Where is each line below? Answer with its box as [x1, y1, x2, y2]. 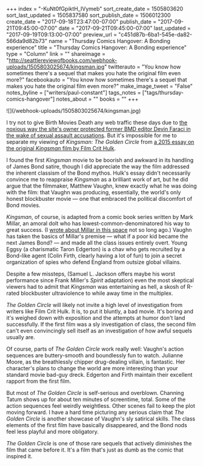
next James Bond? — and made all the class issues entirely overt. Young [6, 239, 188, 246]
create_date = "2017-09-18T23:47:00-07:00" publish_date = [6, 18, 157, 25]
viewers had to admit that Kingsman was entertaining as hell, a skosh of [6, 283, 186, 290]
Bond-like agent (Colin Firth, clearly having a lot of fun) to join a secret [6, 252, 182, 259]
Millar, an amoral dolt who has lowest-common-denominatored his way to [6, 220, 190, 227]
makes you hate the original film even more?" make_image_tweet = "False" [6, 83, 193, 90]
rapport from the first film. [6, 377, 72, 385]
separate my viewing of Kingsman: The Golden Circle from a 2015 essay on [6, 138, 195, 145]
